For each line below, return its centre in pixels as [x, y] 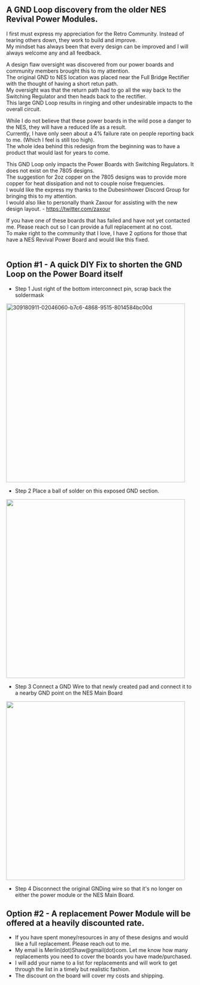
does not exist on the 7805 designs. [50, 170]
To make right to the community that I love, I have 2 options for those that [97, 233]
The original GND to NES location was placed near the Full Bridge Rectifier [98, 77]
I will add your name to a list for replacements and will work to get [96, 963]
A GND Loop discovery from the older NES [86, 10]
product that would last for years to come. [58, 152]
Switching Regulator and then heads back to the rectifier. [76, 96]
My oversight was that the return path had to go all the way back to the [94, 90]
